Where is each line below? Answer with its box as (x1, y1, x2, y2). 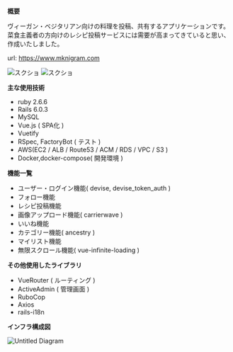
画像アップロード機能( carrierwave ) (17, 210, 123, 219)
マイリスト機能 (17, 237, 62, 245)
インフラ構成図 (7, 322, 51, 331)
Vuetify (17, 129, 39, 137)
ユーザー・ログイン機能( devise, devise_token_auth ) (17, 184, 171, 192)
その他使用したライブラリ (7, 261, 82, 269)
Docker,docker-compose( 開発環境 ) (17, 154, 124, 162)
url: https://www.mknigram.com (7, 54, 101, 62)
